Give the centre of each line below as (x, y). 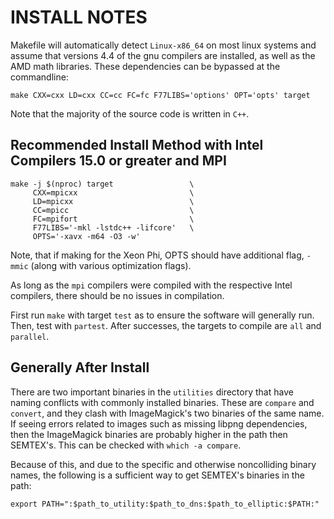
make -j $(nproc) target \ (102, 184)
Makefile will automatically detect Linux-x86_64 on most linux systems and (163, 45)
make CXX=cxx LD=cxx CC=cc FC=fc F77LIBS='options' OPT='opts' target (160, 95)
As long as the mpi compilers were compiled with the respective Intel (151, 285)
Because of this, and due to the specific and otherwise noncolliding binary (163, 464)
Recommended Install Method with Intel (137, 145)
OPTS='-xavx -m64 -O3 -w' (86, 236)
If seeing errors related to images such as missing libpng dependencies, (159, 423)
